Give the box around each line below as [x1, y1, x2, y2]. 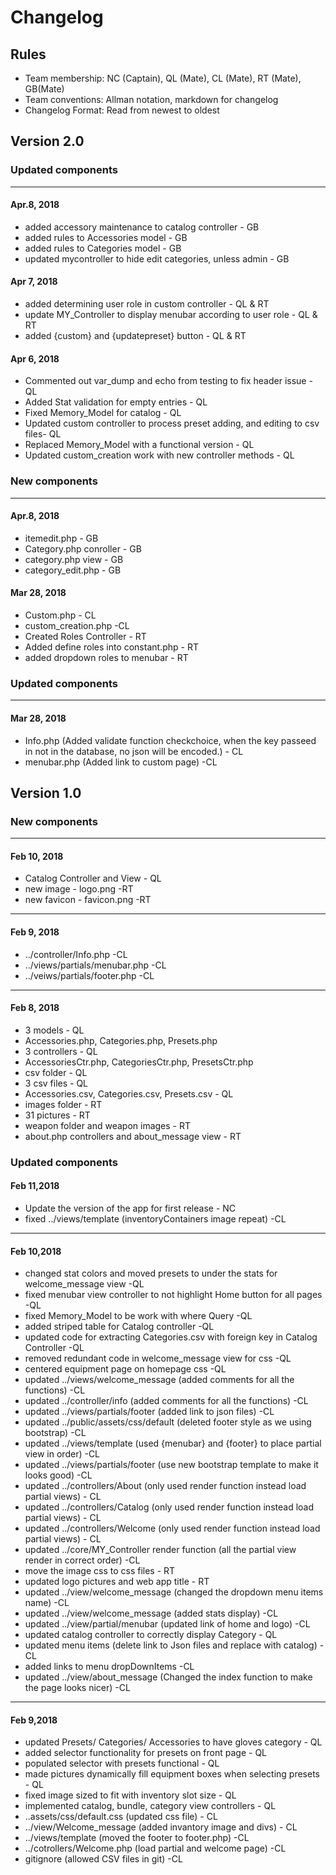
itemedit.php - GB [24, 532, 99, 544]
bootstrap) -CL [24, 1427, 87, 1439]
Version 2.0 [10, 133, 85, 150]
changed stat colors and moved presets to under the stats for [24, 1267, 278, 1280]
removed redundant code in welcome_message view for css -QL [24, 1352, 292, 1365]
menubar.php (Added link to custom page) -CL [24, 756, 218, 768]
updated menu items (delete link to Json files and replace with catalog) [24, 1639, 318, 1651]
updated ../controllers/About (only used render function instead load [24, 1480, 307, 1492]
